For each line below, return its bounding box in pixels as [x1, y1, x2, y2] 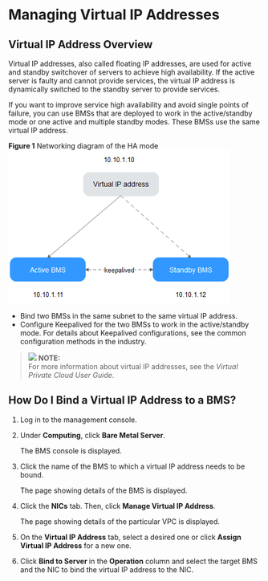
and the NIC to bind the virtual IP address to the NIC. [19, 564, 194, 575]
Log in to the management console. [19, 415, 138, 425]
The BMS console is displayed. [19, 445, 122, 455]
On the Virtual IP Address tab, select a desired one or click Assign [19, 532, 242, 542]
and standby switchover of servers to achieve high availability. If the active [8, 67, 255, 77]
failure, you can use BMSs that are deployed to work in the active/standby [8, 108, 253, 118]
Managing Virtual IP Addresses [8, 6, 220, 24]
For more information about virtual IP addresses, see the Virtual [27, 362, 238, 371]
